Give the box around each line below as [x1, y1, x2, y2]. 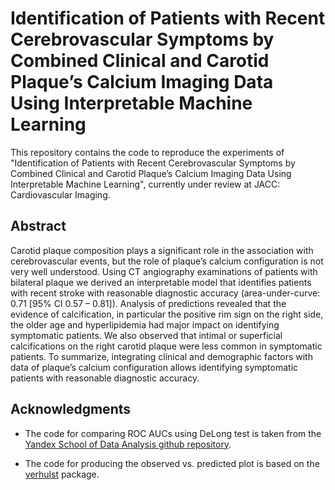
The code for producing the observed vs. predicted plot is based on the [24, 457, 320, 469]
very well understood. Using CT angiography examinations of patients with [10, 265, 318, 277]
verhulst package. [24, 468, 100, 480]
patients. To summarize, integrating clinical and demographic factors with [10, 350, 313, 362]
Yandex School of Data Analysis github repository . [24, 438, 232, 450]
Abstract [10, 218, 67, 235]
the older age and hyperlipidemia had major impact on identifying [10, 318, 280, 331]
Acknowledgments [10, 401, 132, 418]
